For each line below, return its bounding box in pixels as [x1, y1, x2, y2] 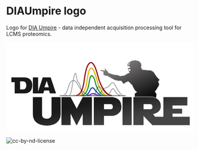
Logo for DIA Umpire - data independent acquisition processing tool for [6, 24, 182, 31]
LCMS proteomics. [6, 30, 52, 37]
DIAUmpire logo [6, 4, 87, 18]
